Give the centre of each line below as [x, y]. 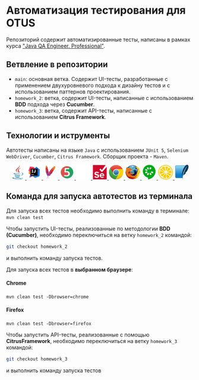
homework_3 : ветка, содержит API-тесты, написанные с [83, 110]
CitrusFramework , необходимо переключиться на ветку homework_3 [92, 341]
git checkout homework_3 [37, 359]
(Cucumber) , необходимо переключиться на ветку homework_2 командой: [99, 235]
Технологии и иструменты [58, 136]
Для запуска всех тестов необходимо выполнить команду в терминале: [98, 211]
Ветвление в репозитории [57, 65]
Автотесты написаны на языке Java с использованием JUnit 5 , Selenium [97, 150]
